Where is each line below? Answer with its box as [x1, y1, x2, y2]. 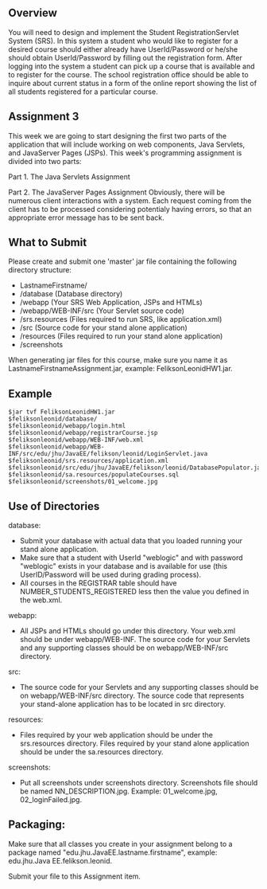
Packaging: [8, 818, 66, 832]
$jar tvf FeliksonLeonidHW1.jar [8, 408, 115, 417]
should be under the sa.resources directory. [19, 747, 164, 757]
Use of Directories [8, 499, 100, 513]
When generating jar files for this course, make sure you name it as [8, 355, 228, 365]
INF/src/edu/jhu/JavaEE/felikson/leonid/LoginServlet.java [8, 450, 208, 458]
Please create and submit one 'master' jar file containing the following [8, 257, 237, 266]
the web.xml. [19, 595, 63, 605]
